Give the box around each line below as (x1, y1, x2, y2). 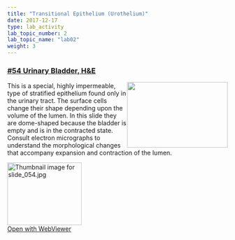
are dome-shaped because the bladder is (7, 119, 127, 127)
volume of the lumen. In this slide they (7, 111, 117, 120)
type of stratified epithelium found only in (7, 89, 127, 98)
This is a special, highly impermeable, (7, 82, 116, 90)
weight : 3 (7, 43, 36, 50)
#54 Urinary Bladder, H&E (7, 66, 96, 76)
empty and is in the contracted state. (7, 127, 113, 135)
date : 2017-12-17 (7, 17, 58, 24)
